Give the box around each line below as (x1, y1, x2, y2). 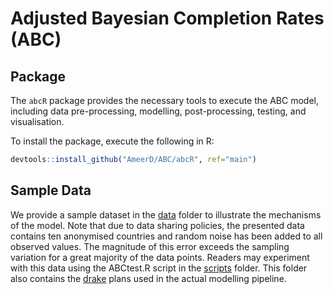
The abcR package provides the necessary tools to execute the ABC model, (10, 95, 319, 106)
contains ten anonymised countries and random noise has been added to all (10, 230, 323, 242)
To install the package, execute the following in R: (10, 135, 215, 147)
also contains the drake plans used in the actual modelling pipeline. (10, 272, 287, 284)
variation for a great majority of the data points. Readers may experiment (10, 251, 310, 263)
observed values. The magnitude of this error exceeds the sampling (10, 240, 290, 252)
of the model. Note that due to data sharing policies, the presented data (10, 219, 305, 231)
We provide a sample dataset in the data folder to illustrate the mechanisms (10, 208, 322, 221)
